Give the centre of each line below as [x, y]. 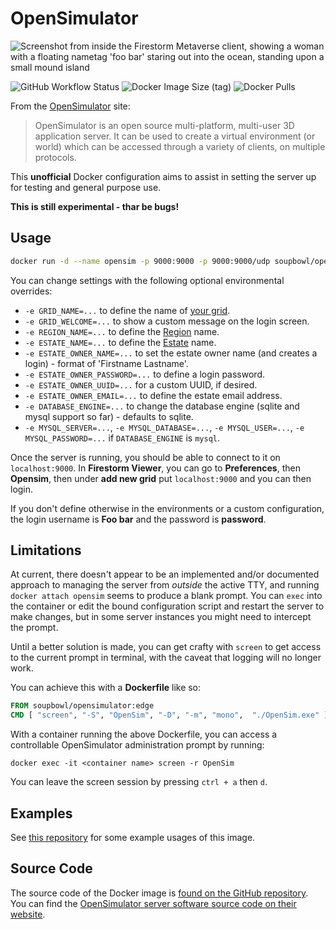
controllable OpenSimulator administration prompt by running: [137, 745]
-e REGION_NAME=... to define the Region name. [122, 331]
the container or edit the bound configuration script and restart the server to [167, 606]
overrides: [31, 291]
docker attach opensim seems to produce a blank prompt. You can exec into [166, 596]
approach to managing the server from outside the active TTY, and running [165, 585]
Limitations [46, 550]
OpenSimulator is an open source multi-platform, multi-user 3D [164, 125]
